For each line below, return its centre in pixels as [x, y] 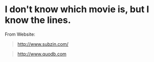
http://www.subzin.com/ [43, 44]
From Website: [20, 34]
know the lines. [38, 20]
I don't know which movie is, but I [77, 9]
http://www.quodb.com [42, 54]
